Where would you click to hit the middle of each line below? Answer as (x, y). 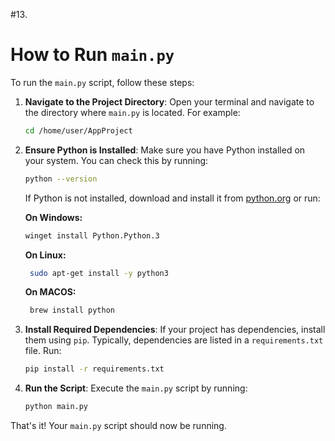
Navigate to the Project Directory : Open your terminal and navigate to (169, 101)
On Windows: (53, 217)
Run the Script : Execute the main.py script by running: (136, 388)
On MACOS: (50, 292)
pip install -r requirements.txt (94, 369)
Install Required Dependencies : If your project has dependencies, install (175, 330)
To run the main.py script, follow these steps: (102, 82)
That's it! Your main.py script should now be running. (118, 426)
